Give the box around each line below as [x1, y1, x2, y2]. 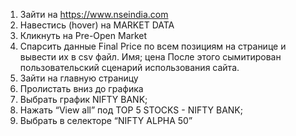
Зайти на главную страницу [19, 72, 139, 84]
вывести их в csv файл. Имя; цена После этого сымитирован [19, 51, 282, 63]
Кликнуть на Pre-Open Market [19, 30, 148, 41]
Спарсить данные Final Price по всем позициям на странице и [19, 40, 287, 52]
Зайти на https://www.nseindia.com [19, 9, 169, 20]
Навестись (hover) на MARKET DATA [19, 19, 175, 31]
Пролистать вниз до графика [19, 83, 144, 94]
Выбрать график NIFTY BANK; [19, 94, 148, 105]
